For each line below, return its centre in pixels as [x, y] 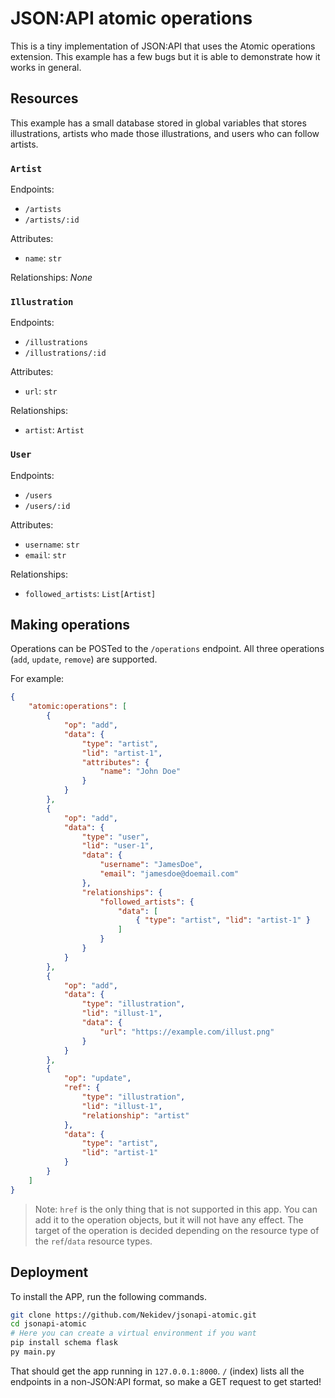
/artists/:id [52, 220]
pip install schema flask [64, 1343]
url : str [41, 391]
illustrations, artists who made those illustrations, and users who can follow [165, 133]
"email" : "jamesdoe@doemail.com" [169, 874]
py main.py [33, 1352]
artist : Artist [54, 430]
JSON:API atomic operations [131, 18]
